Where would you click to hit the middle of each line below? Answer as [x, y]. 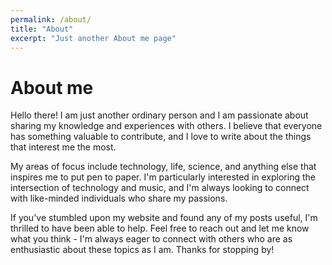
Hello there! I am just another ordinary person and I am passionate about [159, 115]
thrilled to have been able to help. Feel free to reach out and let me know [160, 228]
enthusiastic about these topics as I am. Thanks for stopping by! [142, 250]
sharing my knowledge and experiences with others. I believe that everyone [166, 126]
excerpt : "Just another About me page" [93, 38]
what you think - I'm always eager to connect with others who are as [151, 239]
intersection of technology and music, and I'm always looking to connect [160, 188]
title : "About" [42, 29]
